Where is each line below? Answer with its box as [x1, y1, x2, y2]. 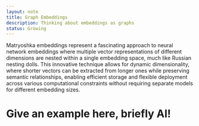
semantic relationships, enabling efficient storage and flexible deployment [6, 73, 188, 81]
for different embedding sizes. [6, 86, 80, 93]
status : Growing [6, 25, 46, 32]
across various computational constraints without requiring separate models [6, 80, 194, 87]
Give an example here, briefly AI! [6, 107, 171, 121]
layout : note [6, 8, 39, 15]
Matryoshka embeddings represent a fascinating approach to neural [6, 42, 173, 49]
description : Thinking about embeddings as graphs [6, 20, 135, 26]
